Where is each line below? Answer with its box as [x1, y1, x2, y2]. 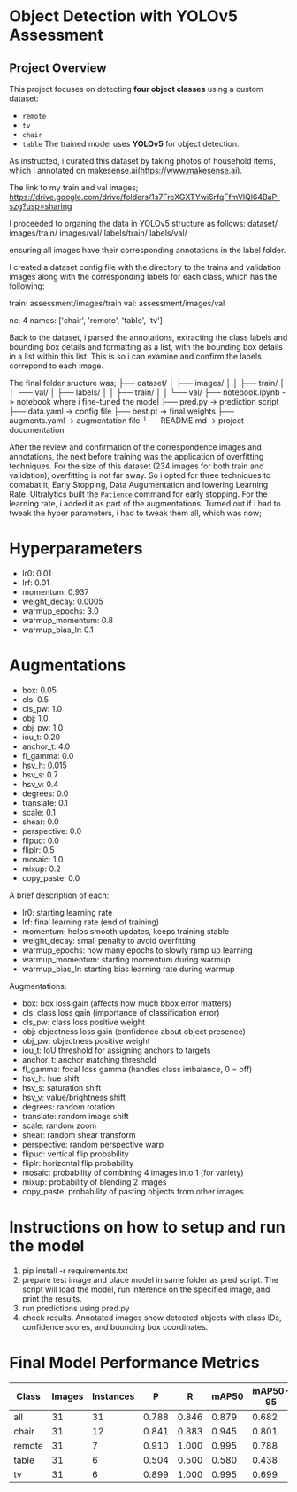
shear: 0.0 [21, 816, 59, 827]
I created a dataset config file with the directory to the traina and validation [9, 262, 281, 272]
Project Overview [9, 60, 107, 75]
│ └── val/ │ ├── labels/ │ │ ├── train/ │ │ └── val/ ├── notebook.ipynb [9, 387, 280, 398]
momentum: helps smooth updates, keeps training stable [21, 925, 230, 936]
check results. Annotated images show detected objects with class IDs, [21, 1312, 282, 1323]
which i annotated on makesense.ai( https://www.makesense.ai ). [9, 166, 243, 175]
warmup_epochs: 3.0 [21, 605, 99, 616]
